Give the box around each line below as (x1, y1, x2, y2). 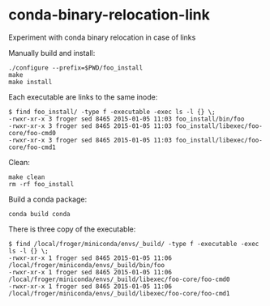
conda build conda (8, 210, 71, 218)
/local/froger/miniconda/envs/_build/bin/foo (8, 261, 165, 269)
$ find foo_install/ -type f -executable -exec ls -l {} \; (8, 108, 216, 116)
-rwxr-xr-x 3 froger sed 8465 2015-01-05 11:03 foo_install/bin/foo (8, 115, 245, 123)
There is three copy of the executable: (8, 224, 136, 234)
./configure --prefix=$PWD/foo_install (8, 63, 144, 72)
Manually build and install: (8, 48, 96, 57)
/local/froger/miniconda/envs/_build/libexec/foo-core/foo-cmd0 (8, 275, 230, 283)
